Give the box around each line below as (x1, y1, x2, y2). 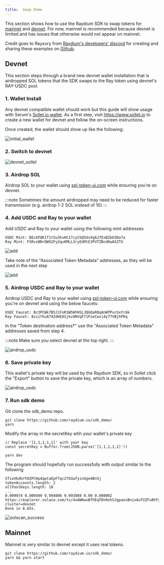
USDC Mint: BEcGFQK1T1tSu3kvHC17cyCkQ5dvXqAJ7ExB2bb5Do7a (5, 235, 125, 240)
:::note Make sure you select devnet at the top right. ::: (5, 337, 114, 343)
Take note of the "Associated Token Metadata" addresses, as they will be (5, 257, 152, 263)
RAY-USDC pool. (5, 83, 39, 89)
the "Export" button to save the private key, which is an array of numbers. (5, 375, 153, 381)
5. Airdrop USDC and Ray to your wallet (5, 284, 100, 291)
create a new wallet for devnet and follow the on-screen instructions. (5, 117, 144, 123)
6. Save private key (5, 359, 51, 366)
